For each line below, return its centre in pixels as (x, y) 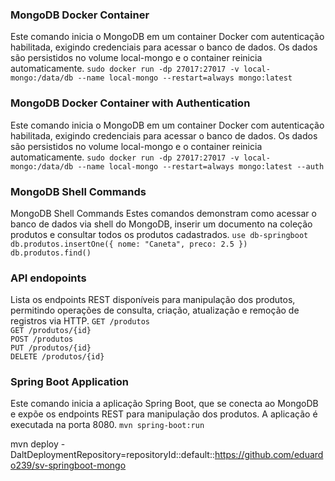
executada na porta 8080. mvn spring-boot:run (107, 425)
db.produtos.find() (51, 253)
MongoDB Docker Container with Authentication (130, 103)
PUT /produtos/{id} (51, 348)
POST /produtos (42, 339)
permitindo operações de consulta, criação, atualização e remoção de (155, 310)
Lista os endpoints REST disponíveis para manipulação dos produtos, (153, 300)
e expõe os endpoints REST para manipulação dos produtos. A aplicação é (164, 414)
